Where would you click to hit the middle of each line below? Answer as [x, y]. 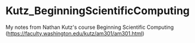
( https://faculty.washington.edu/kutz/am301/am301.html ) [75, 33]
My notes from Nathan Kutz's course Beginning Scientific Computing [90, 27]
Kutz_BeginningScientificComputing [98, 11]
